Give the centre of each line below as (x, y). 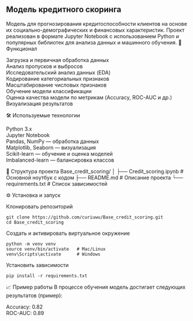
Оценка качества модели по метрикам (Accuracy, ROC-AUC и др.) (89, 97)
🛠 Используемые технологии (43, 115)
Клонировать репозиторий (39, 206)
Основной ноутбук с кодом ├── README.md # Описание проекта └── (95, 177)
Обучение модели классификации (49, 91)
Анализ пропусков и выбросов (44, 66)
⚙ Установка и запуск (33, 195)
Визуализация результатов (39, 103)
